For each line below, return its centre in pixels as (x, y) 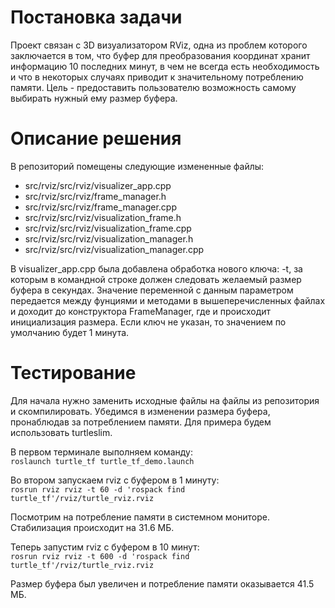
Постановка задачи (96, 17)
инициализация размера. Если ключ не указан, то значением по (148, 322)
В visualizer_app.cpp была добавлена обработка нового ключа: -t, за (156, 268)
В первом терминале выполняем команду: (101, 452)
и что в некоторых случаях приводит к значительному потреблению (157, 77)
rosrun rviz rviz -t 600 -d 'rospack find (100, 556)
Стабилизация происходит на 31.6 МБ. (92, 527)
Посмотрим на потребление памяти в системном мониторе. (140, 517)
